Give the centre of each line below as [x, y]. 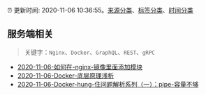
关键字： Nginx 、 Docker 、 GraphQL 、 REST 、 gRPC [89, 52]
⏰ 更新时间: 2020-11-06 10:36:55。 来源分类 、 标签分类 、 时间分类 [100, 10]
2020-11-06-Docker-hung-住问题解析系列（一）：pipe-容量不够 [108, 84]
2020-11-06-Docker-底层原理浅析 [65, 76]
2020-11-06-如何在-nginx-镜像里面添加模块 [80, 67]
